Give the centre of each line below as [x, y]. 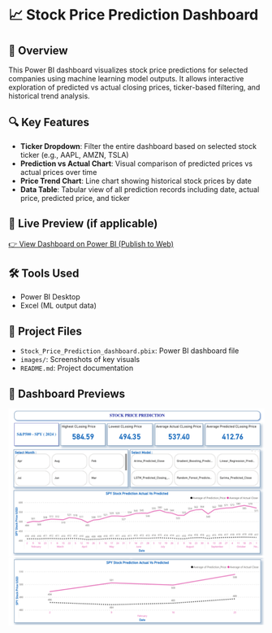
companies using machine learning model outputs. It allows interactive [126, 79]
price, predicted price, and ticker [75, 198]
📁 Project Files [45, 331]
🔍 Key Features [49, 122]
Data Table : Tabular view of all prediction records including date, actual [140, 189]
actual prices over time [58, 172]
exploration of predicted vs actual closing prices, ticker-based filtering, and [134, 87]
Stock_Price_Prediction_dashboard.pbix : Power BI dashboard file [130, 351]
